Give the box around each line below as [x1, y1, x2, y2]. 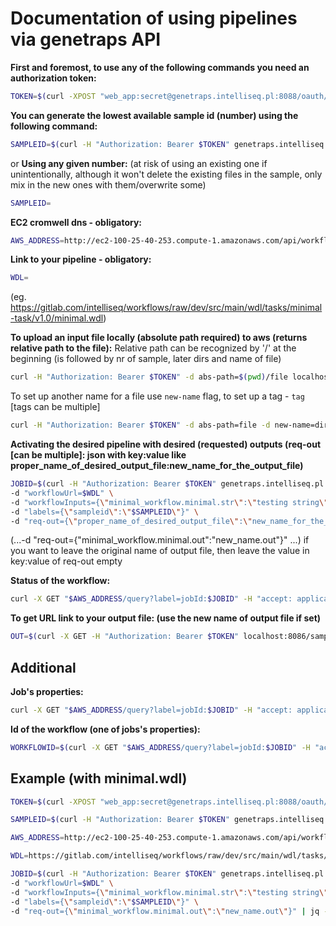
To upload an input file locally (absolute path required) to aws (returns [10, 332, 308, 344]
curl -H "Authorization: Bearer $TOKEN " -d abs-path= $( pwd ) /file [10, 372, 288, 382]
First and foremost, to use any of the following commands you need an [10, 61, 310, 73]
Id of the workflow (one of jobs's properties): [10, 723, 201, 735]
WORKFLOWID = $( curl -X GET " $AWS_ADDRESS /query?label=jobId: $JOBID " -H [10, 742, 311, 752]
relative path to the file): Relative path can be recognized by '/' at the [10, 342, 297, 354]
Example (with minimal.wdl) [10, 770, 188, 787]
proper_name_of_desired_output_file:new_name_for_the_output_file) [10, 460, 304, 472]
